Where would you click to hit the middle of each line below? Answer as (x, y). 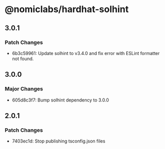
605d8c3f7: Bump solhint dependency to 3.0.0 (60, 100)
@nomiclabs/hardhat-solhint (67, 9)
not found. (23, 59)
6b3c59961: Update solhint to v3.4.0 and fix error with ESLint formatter (86, 53)
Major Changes (24, 89)
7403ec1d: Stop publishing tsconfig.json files (59, 141)
